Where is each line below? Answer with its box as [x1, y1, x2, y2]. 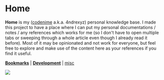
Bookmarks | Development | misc [5, 60, 75, 66]
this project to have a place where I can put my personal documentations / [5, 24, 156, 30]
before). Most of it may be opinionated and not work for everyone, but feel [5, 40, 156, 46]
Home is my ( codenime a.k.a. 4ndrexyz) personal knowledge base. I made [5, 19, 156, 25]
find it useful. [5, 50, 32, 56]
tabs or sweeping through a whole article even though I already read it [5, 35, 148, 41]
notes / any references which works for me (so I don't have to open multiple [5, 29, 159, 35]
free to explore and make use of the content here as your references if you [5, 45, 157, 51]
